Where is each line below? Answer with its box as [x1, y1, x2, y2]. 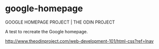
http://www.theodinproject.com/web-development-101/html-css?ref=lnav [5, 38, 154, 44]
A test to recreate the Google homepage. [5, 28, 88, 34]
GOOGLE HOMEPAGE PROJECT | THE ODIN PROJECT [5, 19, 115, 25]
